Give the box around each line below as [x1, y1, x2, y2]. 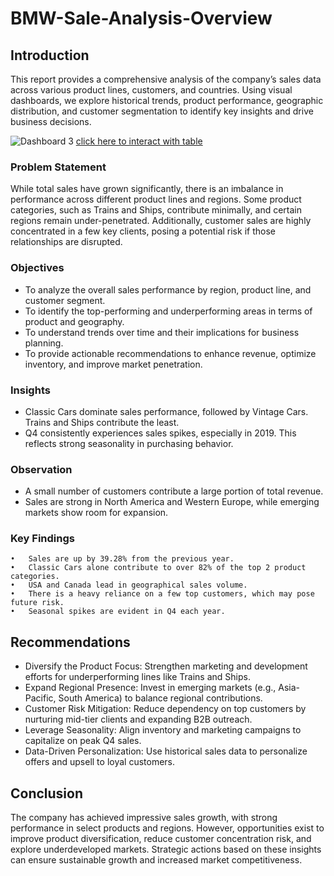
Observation [10, 462, 73, 476]
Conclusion [10, 785, 84, 802]
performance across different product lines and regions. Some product [10, 193, 302, 206]
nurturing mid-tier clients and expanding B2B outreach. [24, 713, 253, 726]
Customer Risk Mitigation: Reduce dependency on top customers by [24, 703, 307, 715]
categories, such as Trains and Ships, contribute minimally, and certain [10, 204, 302, 216]
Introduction [10, 47, 90, 64]
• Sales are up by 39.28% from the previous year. [10, 554, 235, 564]
